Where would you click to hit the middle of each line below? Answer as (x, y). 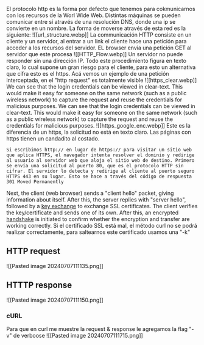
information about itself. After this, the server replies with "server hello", (96, 200)
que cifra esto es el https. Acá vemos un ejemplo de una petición (88, 74)
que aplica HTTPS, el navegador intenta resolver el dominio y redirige (100, 155)
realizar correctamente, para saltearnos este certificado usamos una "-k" (98, 232)
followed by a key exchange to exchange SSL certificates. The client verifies (102, 206)
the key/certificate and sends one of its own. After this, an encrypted (93, 212)
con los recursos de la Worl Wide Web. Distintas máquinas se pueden (93, 15)
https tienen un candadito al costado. (53, 139)
